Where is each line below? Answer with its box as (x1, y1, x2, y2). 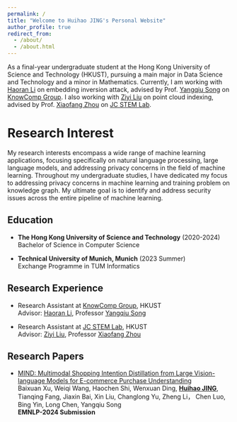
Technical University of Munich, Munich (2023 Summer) (17, 254, 186, 263)
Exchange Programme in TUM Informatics (17, 261, 140, 270)
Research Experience (7, 283, 104, 295)
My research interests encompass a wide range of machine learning (7, 148, 207, 156)
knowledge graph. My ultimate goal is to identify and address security (7, 186, 212, 195)
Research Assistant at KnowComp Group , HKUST (17, 301, 162, 309)
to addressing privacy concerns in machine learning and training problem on (7, 178, 230, 187)
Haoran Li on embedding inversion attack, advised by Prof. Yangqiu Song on (7, 86, 230, 93)
